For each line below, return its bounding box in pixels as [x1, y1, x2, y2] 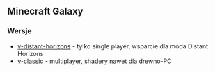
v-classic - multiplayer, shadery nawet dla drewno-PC [17, 57, 172, 65]
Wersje [7, 26, 32, 36]
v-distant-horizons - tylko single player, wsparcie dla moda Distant [17, 42, 209, 51]
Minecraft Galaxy [7, 6, 83, 17]
